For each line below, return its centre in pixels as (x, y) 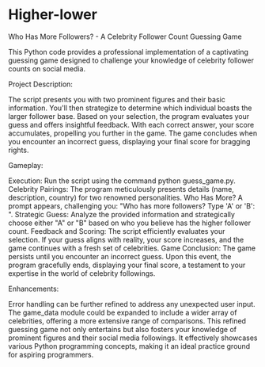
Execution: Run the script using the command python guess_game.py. (122, 181)
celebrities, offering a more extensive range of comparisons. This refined (127, 321)
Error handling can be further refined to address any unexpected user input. (132, 304)
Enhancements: (34, 289)
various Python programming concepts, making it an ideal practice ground (129, 346)
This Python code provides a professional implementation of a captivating (129, 52)
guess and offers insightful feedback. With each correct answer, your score (131, 124)
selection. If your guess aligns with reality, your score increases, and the (126, 239)
